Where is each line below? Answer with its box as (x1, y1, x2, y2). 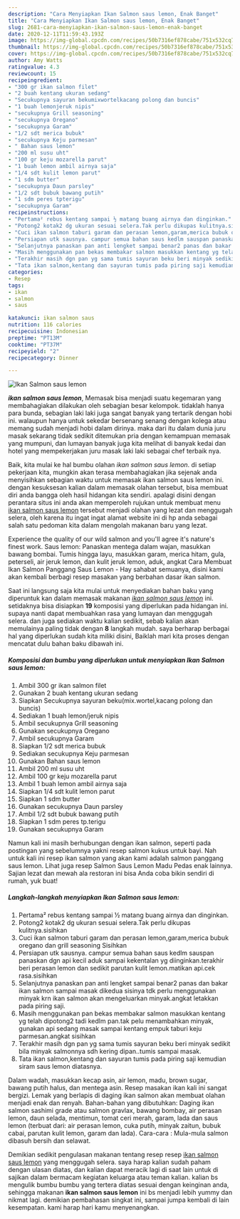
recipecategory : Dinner (8, 354, 79, 362)
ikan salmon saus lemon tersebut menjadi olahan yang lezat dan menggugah (8, 506, 234, 515)
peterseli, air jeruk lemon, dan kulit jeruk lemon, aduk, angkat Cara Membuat (8, 558, 232, 566)
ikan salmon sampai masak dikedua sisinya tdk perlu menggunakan (18, 987, 216, 995)
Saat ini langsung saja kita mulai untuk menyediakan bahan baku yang (8, 587, 214, 595)
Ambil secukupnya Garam (18, 734, 95, 743)
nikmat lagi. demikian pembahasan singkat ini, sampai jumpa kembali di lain (8, 1196, 230, 1204)
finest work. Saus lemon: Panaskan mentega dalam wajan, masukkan (8, 543, 211, 551)
